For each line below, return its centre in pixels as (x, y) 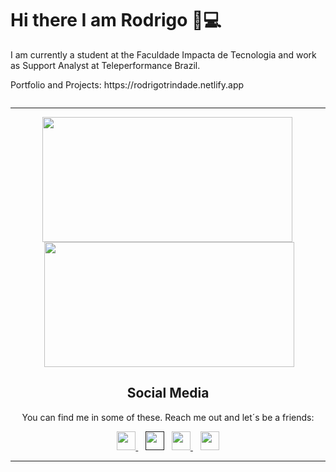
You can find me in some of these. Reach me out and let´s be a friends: (168, 417)
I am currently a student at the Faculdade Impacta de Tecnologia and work (163, 54)
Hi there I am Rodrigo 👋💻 (116, 20)
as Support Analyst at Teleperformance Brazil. (105, 65)
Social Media (168, 393)
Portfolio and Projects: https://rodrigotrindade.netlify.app (127, 84)
